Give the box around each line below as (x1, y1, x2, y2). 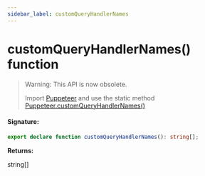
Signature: (7, 118, 39, 126)
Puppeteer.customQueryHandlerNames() (24, 101, 146, 110)
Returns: (7, 146, 34, 155)
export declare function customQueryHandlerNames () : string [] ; (7, 133, 199, 140)
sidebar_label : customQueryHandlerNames (7, 10, 130, 18)
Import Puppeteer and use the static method (24, 93, 155, 102)
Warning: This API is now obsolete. (24, 80, 127, 88)
